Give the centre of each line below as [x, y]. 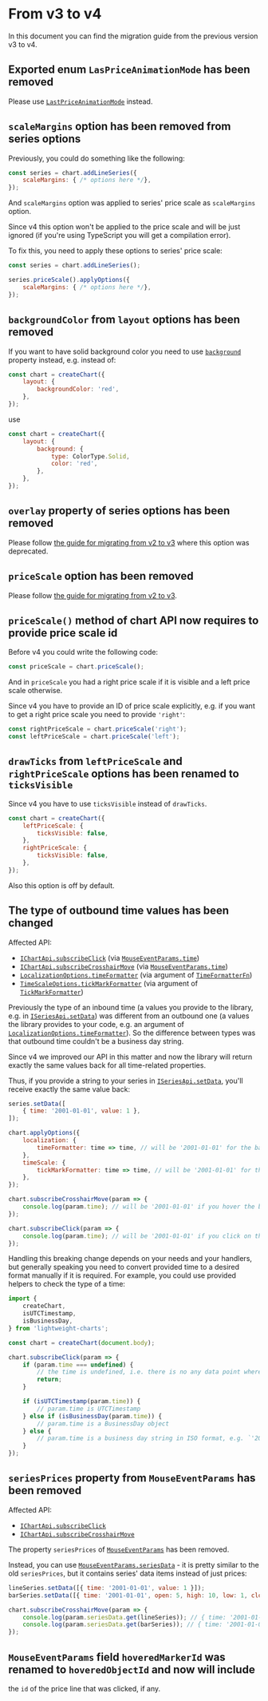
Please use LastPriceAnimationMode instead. [81, 101]
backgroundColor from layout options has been [124, 320]
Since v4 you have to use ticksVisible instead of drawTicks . [108, 803]
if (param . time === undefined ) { [78, 1365]
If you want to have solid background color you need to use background [125, 351]
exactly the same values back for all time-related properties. [107, 1065]
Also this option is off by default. [61, 885]
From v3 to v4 [55, 14]
